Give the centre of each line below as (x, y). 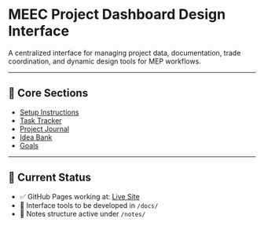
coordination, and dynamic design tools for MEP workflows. (105, 61)
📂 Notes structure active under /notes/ (82, 213)
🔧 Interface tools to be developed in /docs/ (89, 205)
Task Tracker (40, 120)
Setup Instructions (49, 112)
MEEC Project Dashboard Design (117, 15)
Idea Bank (36, 137)
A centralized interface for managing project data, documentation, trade (125, 53)
